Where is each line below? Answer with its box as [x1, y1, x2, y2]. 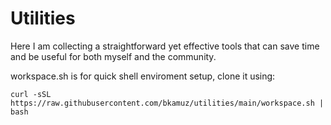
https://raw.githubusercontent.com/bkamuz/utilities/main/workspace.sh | [10, 98, 325, 108]
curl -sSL [10, 89, 52, 99]
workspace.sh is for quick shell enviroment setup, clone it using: [10, 70, 276, 82]
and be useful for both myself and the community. [10, 50, 217, 62]
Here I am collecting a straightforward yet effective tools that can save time [10, 40, 320, 52]
